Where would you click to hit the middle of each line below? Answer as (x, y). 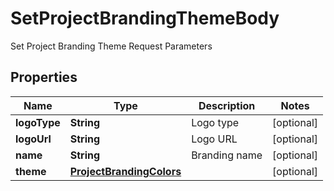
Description (227, 105)
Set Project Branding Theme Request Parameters (111, 46)
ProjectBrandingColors (125, 171)
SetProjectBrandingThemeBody (145, 18)
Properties (44, 77)
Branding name (227, 155)
